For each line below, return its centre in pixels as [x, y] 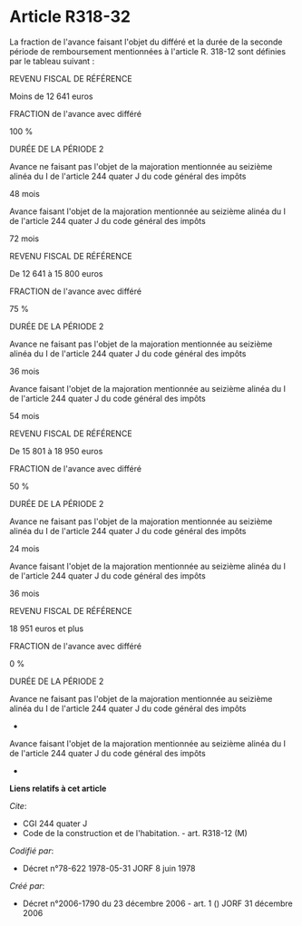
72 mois [24, 239]
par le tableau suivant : [52, 61]
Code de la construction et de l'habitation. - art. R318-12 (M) [135, 833]
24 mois [24, 548]
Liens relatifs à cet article [58, 788]
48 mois [25, 193]
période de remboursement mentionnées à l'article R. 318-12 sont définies [148, 51]
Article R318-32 [70, 17]
